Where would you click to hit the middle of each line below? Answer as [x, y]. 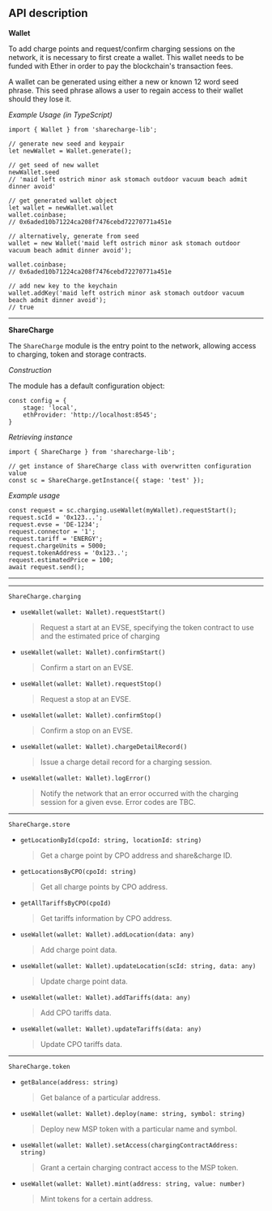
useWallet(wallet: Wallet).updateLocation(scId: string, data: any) [138, 966]
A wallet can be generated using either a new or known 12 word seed [123, 81]
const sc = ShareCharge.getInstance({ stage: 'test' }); [106, 480]
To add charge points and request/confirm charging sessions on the [122, 49]
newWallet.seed [34, 172]
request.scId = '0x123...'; [56, 517]
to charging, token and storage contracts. [78, 354]
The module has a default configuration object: [87, 386]
